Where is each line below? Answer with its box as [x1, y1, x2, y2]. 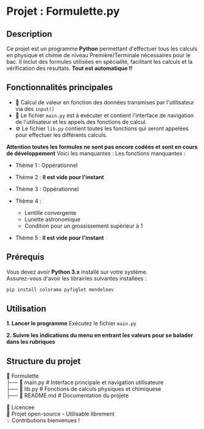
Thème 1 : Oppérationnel [15, 161, 78, 169]
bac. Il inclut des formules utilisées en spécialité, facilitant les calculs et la [6, 58, 193, 65]
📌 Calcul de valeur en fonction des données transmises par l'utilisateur [15, 98, 195, 106]
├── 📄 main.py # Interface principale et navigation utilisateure [6, 379, 164, 386]
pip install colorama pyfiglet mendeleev [6, 287, 114, 293]
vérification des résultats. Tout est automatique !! [6, 64, 133, 72]
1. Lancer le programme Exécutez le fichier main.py [6, 320, 136, 327]
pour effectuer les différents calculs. [15, 131, 108, 139]
